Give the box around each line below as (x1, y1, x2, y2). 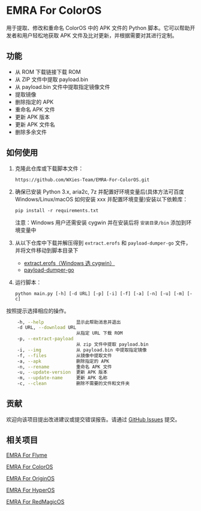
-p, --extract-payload (17, 336, 74, 342)
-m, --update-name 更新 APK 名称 (17, 375, 108, 381)
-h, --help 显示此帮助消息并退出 (17, 319, 121, 325)
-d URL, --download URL (17, 325, 77, 331)
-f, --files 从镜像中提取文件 (17, 352, 112, 358)
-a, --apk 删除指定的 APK (17, 358, 110, 364)
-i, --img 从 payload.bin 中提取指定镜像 (17, 347, 147, 353)
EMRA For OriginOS (6, 474, 55, 482)
